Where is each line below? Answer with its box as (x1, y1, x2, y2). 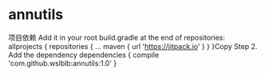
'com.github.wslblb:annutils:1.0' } (8, 58, 117, 68)
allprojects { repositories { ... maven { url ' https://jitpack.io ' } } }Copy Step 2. (8, 41, 258, 51)
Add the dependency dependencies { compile (8, 50, 160, 59)
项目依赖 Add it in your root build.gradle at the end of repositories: (8, 32, 225, 42)
